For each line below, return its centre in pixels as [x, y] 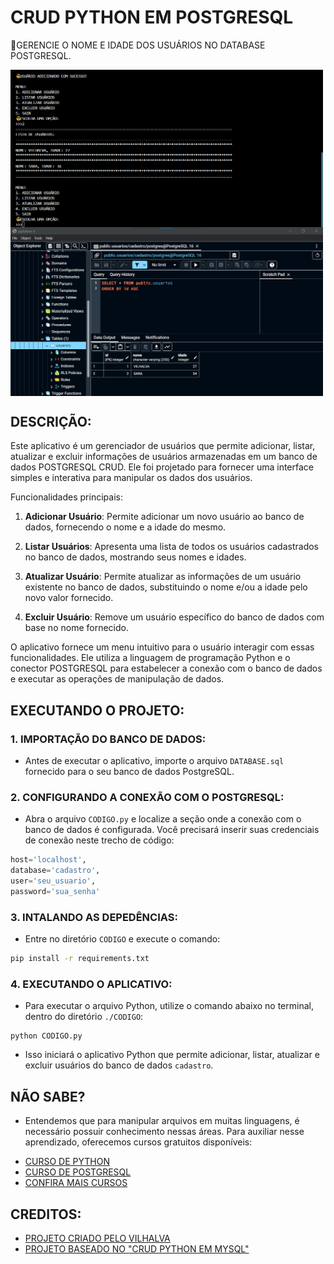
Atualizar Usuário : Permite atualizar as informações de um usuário [163, 577]
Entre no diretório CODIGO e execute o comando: [122, 939]
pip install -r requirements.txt [80, 959]
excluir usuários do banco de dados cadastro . [119, 1065]
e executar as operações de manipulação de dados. [117, 679]
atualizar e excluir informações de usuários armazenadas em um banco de [164, 457]
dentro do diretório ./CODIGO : [84, 1017]
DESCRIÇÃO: [51, 422]
